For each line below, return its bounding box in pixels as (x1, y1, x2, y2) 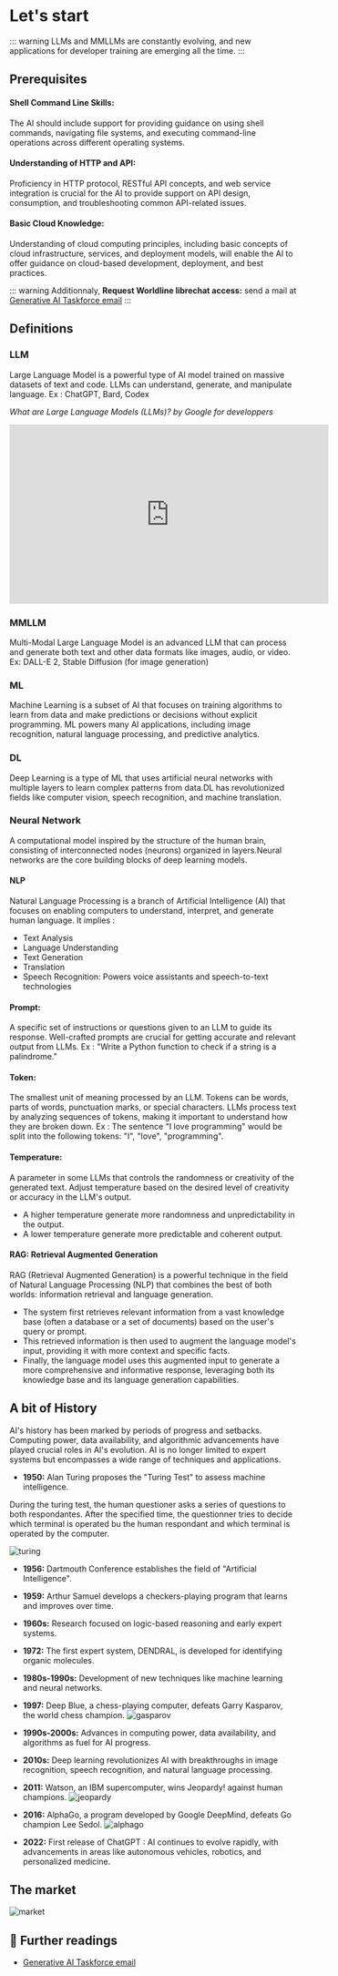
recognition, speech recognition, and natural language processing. (22, 1764, 273, 1775)
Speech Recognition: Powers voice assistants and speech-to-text (22, 971, 269, 982)
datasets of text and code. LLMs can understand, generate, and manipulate (9, 379, 292, 390)
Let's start (9, 5, 89, 26)
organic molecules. (22, 1654, 95, 1665)
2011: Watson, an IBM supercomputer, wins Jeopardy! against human (22, 1782, 283, 1793)
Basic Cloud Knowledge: (9, 218, 105, 229)
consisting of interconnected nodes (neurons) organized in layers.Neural (9, 845, 282, 855)
